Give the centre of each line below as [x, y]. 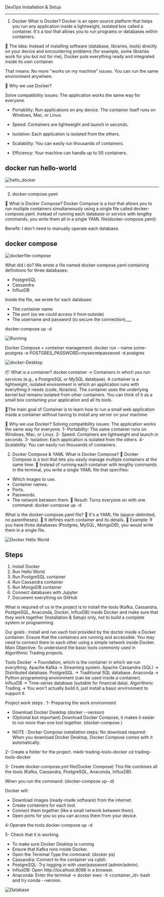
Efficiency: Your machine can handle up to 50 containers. [70, 153]
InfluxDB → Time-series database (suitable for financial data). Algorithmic [79, 683]
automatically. [26, 743]
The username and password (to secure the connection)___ [72, 319]
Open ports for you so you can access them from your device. [75, 816]
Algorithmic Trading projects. [34, 653]
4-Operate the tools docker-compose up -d [49, 825]
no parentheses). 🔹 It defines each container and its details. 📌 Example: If [79, 520]
